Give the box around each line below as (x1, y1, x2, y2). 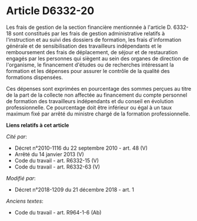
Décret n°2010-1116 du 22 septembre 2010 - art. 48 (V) (14, 144, 148, 151)
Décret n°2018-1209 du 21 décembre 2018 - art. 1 (14, 186, 134, 193)
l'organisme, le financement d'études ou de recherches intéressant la (6, 61, 175, 68)
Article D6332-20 (6, 4, 95, 18)
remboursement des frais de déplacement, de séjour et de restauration (6, 48, 178, 55)
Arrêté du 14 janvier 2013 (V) (14, 150, 84, 157)
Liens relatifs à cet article (6, 121, 69, 128)
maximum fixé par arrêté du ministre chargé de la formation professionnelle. (6, 110, 191, 117)
